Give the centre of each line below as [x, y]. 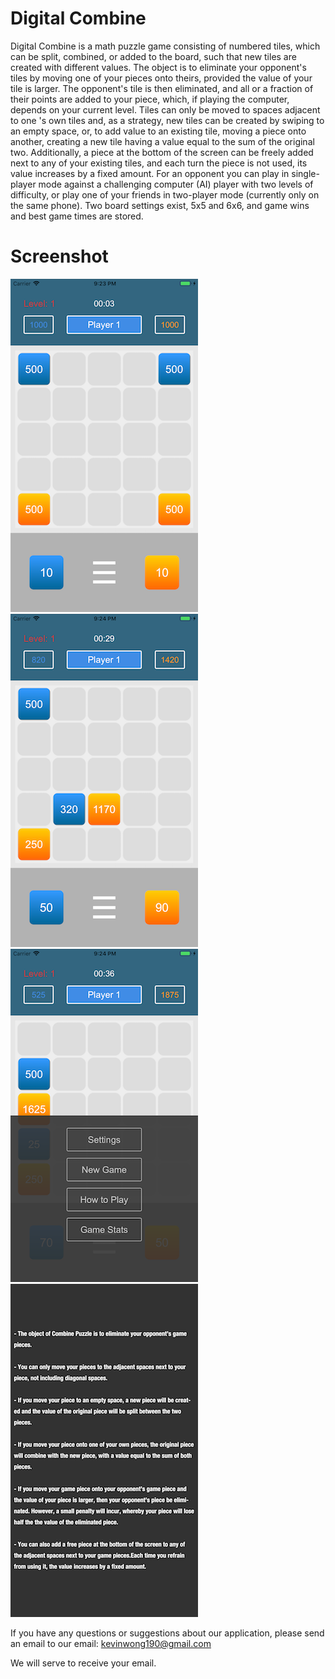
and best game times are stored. [77, 216]
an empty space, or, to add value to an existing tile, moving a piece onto [158, 131]
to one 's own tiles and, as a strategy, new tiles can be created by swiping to [167, 120]
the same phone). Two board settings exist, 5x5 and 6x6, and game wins [160, 205]
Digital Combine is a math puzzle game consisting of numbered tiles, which [165, 46]
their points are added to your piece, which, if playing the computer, [150, 99]
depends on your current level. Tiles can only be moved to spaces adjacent [165, 109]
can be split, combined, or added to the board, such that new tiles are [153, 56]
